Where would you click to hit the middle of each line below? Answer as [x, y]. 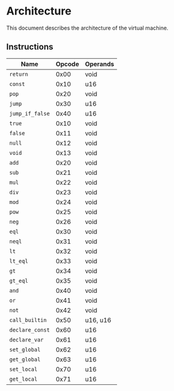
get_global [25, 359]
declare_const [30, 330]
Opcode [67, 64]
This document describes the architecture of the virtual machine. [87, 28]
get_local [23, 379]
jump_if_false [30, 113]
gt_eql [19, 281]
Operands [99, 64]
